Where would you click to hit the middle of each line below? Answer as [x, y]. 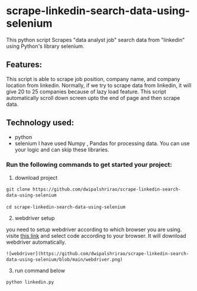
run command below [40, 270]
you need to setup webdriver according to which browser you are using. [94, 229]
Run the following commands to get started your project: [89, 165]
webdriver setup [35, 218]
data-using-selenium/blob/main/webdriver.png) [64, 259]
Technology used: [40, 123]
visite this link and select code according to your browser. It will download [96, 235]
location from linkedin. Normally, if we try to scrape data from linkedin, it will [99, 85]
